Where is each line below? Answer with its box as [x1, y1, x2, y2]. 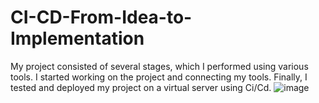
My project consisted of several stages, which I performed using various [10, 60, 309, 72]
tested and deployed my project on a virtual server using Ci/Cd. [10, 81, 272, 93]
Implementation [10, 27, 145, 50]
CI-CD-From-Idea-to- [10, 6, 193, 29]
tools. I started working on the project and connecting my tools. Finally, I [10, 71, 308, 83]
